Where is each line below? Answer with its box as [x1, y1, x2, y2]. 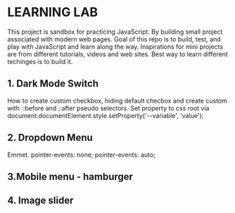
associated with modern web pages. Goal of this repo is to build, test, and [7, 34, 221, 43]
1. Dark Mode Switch [7, 78, 99, 90]
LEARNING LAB [7, 4, 99, 20]
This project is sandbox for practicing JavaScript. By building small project [7, 27, 223, 36]
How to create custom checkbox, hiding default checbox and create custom [7, 96, 227, 105]
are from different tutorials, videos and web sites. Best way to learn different [7, 50, 229, 58]
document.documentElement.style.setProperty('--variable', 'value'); [7, 111, 204, 120]
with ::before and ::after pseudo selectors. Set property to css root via [7, 103, 210, 112]
